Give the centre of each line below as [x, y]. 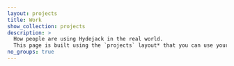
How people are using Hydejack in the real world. [88, 39]
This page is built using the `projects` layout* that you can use [114, 45]
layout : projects [32, 13]
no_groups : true [31, 52]
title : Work [24, 20]
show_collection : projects [46, 26]
